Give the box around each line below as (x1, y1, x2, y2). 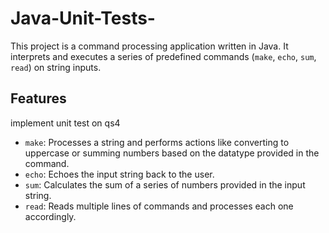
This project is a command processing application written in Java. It (10, 40, 289, 52)
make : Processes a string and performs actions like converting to (24, 136, 290, 148)
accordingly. (24, 210, 77, 222)
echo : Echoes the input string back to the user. (24, 168, 215, 180)
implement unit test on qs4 (10, 117, 121, 129)
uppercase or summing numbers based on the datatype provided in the (24, 147, 320, 159)
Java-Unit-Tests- (10, 7, 156, 30)
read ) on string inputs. (10, 61, 102, 73)
